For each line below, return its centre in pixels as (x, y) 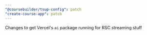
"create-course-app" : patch (34, 14)
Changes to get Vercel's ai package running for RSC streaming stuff (73, 27)
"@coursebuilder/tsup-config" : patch (43, 9)
